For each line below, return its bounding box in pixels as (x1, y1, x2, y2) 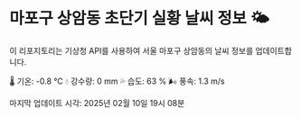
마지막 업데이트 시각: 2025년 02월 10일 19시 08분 (9, 97, 185, 108)
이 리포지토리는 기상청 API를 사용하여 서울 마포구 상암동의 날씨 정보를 (9, 45, 254, 56)
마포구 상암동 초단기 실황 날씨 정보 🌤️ (9, 8, 269, 29)
